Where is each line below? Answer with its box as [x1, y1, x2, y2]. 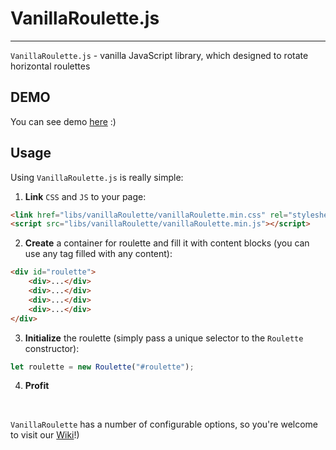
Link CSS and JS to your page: [24, 190, 147, 202]
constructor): [24, 342, 80, 354]
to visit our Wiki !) [10, 429, 80, 441]
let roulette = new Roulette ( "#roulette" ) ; [10, 362, 195, 372]
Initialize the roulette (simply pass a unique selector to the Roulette [24, 332, 304, 344]
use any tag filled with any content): [24, 248, 173, 260]
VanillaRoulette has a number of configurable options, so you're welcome [10, 418, 319, 431]
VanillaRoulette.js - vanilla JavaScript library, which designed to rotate [10, 49, 309, 61]
